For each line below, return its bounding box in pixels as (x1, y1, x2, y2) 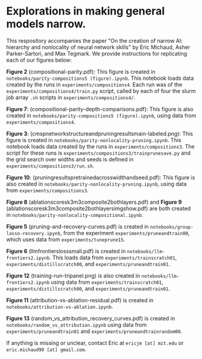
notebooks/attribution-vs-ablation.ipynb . (6, 303, 113, 310)
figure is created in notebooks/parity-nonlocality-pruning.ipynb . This (6, 136, 181, 143)
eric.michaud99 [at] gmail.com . (6, 346, 86, 353)
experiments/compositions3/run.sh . (6, 162, 95, 169)
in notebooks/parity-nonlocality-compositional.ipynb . (6, 211, 144, 218)
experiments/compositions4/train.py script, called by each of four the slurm (6, 87, 196, 94)
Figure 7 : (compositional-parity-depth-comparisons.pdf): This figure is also (6, 105, 194, 112)
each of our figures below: (6, 56, 72, 63)
